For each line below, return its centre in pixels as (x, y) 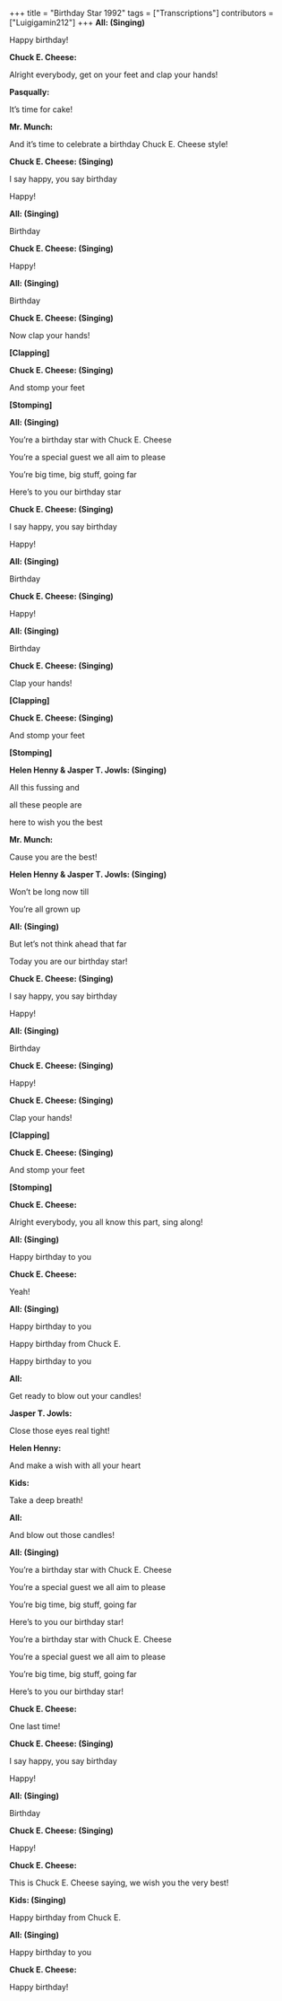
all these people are (46, 805)
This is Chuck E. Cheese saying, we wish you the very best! (119, 1883)
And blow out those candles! (62, 1535)
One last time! (35, 1726)
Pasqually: (30, 92)
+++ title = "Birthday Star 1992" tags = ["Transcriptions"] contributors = (142, 13)
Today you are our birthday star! (68, 961)
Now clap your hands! (50, 335)
